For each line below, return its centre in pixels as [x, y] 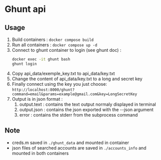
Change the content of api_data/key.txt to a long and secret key [77, 79]
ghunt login [24, 64]
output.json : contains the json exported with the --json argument [86, 109]
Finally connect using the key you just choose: [60, 84]
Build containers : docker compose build [53, 39]
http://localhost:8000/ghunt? [43, 90]
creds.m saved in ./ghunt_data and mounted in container [70, 143]
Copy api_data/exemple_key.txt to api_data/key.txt [63, 73]
